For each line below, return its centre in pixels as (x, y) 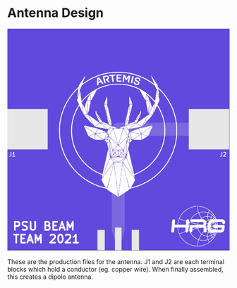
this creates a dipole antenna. (50, 277)
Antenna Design (56, 13)
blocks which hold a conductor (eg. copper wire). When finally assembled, (115, 269)
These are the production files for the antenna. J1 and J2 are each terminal (116, 261)
